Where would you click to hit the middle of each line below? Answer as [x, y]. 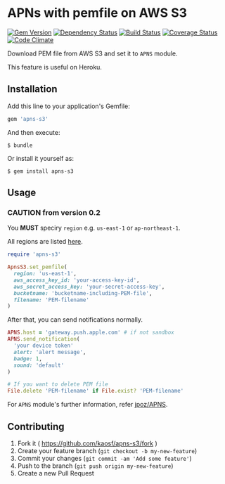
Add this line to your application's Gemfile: [69, 106]
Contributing [36, 426]
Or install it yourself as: [40, 158]
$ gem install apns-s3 [40, 171]
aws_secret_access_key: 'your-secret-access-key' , [89, 287]
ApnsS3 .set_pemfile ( [38, 267]
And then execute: [34, 132]
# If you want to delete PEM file [58, 384]
